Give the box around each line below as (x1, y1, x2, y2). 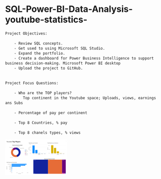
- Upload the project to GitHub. (14, 65, 83, 70)
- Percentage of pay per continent (14, 110, 88, 115)
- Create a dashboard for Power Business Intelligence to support (14, 56, 154, 60)
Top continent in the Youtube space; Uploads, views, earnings (23, 95, 156, 100)
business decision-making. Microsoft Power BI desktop (5, 60, 121, 65)
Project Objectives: (5, 31, 48, 36)
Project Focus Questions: (5, 80, 58, 85)
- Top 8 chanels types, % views (14, 130, 81, 135)
